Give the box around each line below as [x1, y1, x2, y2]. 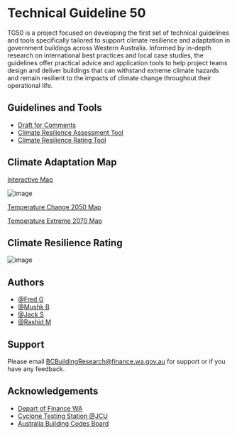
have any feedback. [7, 365, 65, 373]
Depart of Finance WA [17, 404, 83, 412]
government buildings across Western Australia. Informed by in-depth [7, 43, 211, 52]
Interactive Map [7, 175, 53, 184]
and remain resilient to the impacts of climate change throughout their [7, 73, 211, 82]
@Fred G [17, 295, 44, 304]
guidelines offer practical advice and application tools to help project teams [7, 58, 228, 67]
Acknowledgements [7, 385, 99, 397]
